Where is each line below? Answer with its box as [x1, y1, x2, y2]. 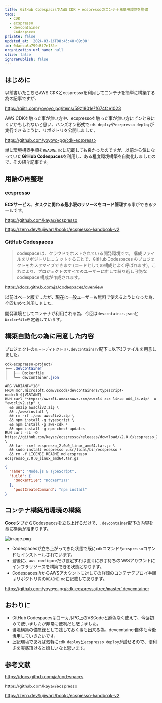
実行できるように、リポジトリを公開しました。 [5, 128, 98, 133]
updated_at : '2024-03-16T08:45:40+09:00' [5, 39, 90, 44]
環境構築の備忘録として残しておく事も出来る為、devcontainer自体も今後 [12, 627, 156, 633]
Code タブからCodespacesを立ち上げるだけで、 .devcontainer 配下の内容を [5, 520, 153, 526]
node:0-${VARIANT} [5, 392, 42, 398]
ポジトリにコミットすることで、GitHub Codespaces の [29, 256, 138, 262]
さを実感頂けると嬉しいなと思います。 [12, 645, 88, 651]
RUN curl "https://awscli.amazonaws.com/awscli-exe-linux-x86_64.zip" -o [5, 397, 157, 401]
